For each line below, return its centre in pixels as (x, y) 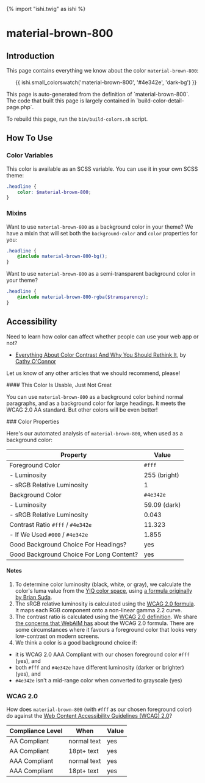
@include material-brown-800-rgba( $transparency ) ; (83, 297)
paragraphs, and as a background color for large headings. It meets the (96, 403)
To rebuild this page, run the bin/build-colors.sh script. (77, 119)
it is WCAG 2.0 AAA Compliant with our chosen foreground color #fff (103, 654)
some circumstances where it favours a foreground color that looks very (106, 629)
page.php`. (20, 107)
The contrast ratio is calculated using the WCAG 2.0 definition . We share (106, 617)
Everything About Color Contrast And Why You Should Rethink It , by (100, 355)
